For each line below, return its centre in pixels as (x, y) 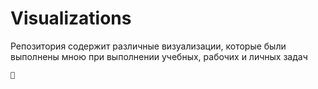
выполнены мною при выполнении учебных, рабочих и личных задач (159, 56)
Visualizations (71, 18)
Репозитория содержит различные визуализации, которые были (148, 46)
